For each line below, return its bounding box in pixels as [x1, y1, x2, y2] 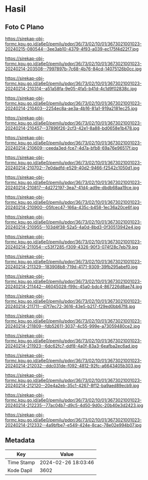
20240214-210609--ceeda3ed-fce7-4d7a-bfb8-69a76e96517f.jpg [5, 145, 138, 151]
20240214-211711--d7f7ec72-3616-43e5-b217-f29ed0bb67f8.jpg [5, 304, 135, 309]
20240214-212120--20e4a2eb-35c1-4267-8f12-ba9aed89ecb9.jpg [5, 383, 139, 388]
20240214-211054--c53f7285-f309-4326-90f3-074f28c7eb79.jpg [5, 244, 138, 250]
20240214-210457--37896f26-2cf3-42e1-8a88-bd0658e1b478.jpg [5, 125, 140, 131]
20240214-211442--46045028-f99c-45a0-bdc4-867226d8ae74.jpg [5, 284, 142, 289]
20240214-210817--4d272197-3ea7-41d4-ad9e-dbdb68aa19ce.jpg [5, 185, 139, 191]
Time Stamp [7, 459, 35, 466]
